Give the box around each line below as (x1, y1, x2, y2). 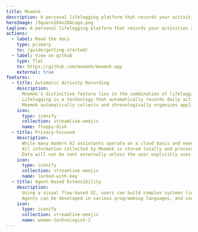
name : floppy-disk (21, 124, 67, 130)
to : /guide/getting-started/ (16, 47, 88, 53)
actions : (6, 31, 28, 37)
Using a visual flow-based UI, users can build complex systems (21, 189, 183, 195)
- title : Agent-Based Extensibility (11, 179, 101, 185)
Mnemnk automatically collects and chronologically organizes (21, 102, 178, 108)
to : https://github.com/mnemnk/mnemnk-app (16, 63, 123, 70)
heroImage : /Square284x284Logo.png (6, 19, 94, 25)
